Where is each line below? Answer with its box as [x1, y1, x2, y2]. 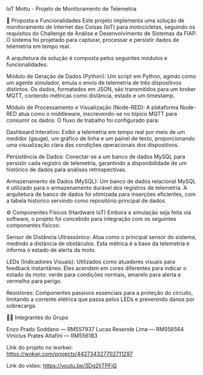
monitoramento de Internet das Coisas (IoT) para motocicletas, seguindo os [6, 24, 196, 30]
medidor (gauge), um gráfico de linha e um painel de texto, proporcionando [6, 135, 195, 142]
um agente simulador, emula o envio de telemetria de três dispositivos [6, 79, 182, 86]
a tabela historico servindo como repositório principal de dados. [6, 197, 167, 204]
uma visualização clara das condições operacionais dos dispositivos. [6, 141, 179, 148]
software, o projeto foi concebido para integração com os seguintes [6, 215, 176, 222]
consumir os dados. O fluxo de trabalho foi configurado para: [6, 117, 160, 124]
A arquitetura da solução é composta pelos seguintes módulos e [6, 55, 168, 61]
